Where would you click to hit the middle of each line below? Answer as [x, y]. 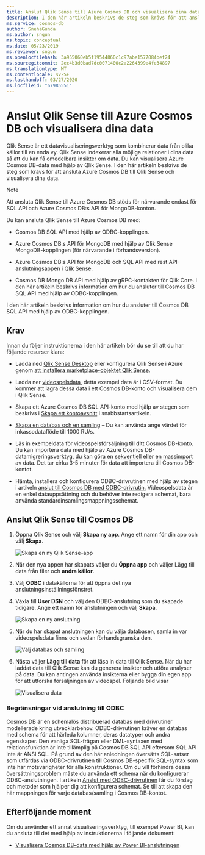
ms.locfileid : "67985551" [39, 86]
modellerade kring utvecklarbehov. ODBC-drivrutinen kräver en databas [97, 728]
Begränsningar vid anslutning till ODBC [65, 708]
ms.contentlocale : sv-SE [38, 74]
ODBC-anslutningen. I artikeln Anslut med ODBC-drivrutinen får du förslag [100, 780]
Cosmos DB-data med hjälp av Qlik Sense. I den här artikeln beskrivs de [97, 165]
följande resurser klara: [35, 352]
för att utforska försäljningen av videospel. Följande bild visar [92, 681]
